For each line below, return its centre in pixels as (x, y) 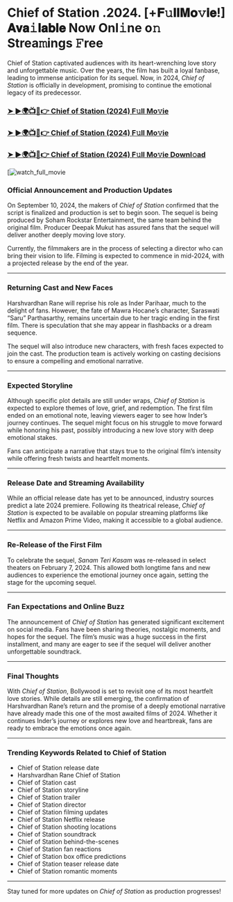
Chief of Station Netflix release (61, 820)
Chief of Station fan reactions (59, 849)
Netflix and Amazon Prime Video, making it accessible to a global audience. (115, 521)
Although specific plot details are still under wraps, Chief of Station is (106, 400)
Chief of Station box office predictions (72, 857)
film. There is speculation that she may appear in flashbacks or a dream (110, 325)
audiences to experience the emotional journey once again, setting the (108, 575)
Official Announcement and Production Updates (90, 190)
